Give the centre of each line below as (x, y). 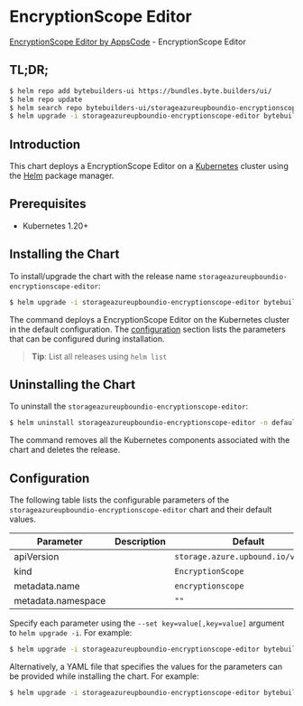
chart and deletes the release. (65, 450)
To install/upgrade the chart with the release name (103, 276)
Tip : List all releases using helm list (99, 356)
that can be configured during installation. (87, 339)
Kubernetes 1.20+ (55, 226)
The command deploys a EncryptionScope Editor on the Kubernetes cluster (150, 319)
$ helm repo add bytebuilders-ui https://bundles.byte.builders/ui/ (141, 91)
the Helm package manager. (62, 176)
